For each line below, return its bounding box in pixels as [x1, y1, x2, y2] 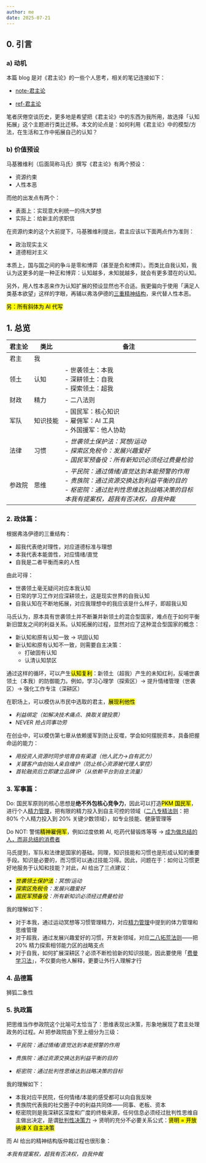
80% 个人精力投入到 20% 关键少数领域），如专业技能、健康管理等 [6, 814, 172, 822]
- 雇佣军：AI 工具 [64, 417, 115, 425]
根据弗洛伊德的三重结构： [6, 530, 71, 537]
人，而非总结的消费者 [6, 835, 60, 843]
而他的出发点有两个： [6, 194, 60, 201]
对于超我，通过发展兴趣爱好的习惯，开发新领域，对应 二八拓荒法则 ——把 [15, 933, 198, 941]
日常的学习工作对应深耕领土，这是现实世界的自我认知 [15, 592, 150, 599]
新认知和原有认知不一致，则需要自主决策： [15, 641, 123, 648]
